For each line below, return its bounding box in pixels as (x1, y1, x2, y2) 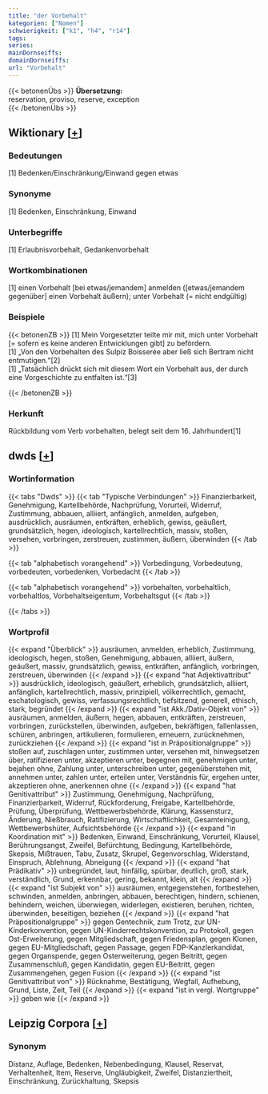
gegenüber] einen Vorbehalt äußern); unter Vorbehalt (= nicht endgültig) (8, 292, 248, 301)
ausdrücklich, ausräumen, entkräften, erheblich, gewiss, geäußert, (8, 517, 228, 527)
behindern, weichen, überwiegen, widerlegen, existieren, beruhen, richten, (8, 899, 254, 910)
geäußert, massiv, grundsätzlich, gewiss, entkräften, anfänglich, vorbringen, (8, 661, 260, 671)
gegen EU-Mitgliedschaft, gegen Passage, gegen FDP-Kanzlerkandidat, (8, 943, 246, 952)
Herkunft (8, 408, 44, 419)
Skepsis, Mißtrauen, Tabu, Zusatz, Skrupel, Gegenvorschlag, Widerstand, (8, 849, 250, 858)
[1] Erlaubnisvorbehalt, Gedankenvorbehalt (8, 245, 150, 255)
